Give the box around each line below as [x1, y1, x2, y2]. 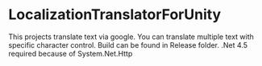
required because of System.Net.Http [8, 49, 133, 58]
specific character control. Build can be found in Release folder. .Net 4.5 [8, 40, 248, 49]
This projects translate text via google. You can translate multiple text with [8, 32, 254, 41]
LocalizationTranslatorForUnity [8, 6, 222, 24]
